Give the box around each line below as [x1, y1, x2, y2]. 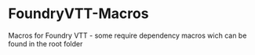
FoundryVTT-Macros [8, 5, 149, 23]
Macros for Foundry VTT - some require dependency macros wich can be [8, 31, 247, 40]
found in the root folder [8, 38, 83, 48]
